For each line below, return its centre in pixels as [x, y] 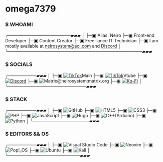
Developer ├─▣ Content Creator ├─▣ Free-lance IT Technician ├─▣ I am [82, 41]
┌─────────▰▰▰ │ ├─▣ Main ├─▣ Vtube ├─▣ [76, 75]
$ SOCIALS [19, 64]
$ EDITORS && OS [27, 134]
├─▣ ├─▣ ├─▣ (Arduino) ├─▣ [83, 116]
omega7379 [31, 9]
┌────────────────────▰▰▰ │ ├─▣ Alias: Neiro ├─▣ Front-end [80, 35]
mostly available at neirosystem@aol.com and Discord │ [63, 46]
